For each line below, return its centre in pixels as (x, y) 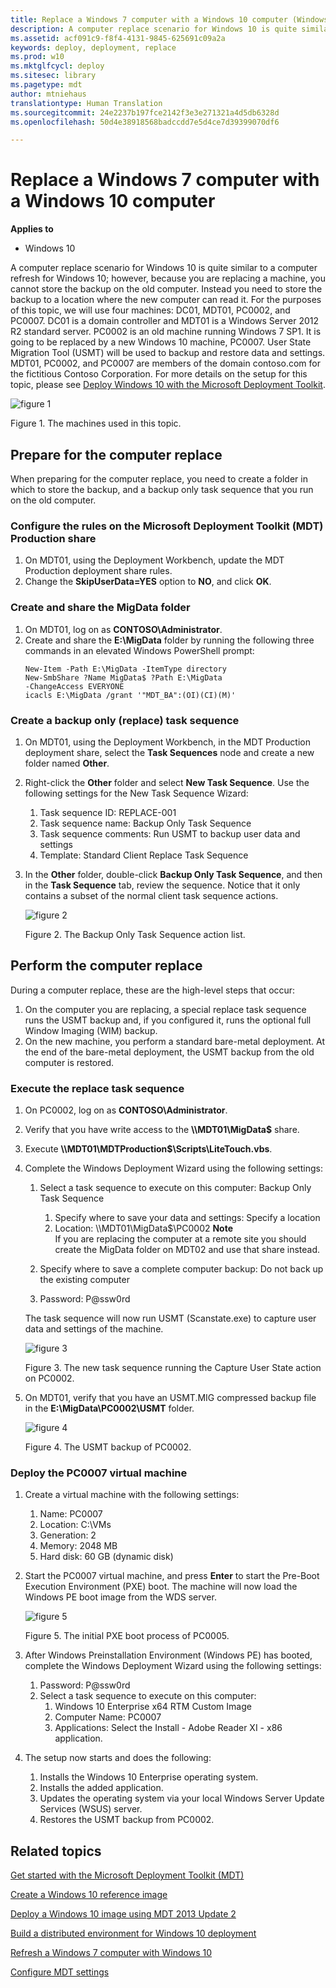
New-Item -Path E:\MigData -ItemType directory (125, 669)
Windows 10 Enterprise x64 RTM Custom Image (153, 1707)
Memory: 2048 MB (78, 1546)
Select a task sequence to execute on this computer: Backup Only (175, 1187)
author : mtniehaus (48, 94)
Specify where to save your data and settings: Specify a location (187, 1217)
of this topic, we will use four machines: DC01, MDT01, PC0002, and (150, 310)
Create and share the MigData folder (100, 608)
